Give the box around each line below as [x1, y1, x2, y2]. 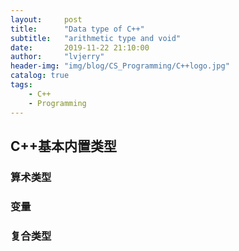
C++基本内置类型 [10, 137, 118, 155]
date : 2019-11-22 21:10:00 [10, 42, 150, 53]
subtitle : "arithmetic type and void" [10, 33, 182, 43]
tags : [10, 80, 33, 90]
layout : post [10, 14, 83, 25]
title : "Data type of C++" [10, 24, 145, 34]
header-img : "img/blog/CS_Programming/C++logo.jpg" [10, 61, 230, 71]
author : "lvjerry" [10, 52, 105, 62]
